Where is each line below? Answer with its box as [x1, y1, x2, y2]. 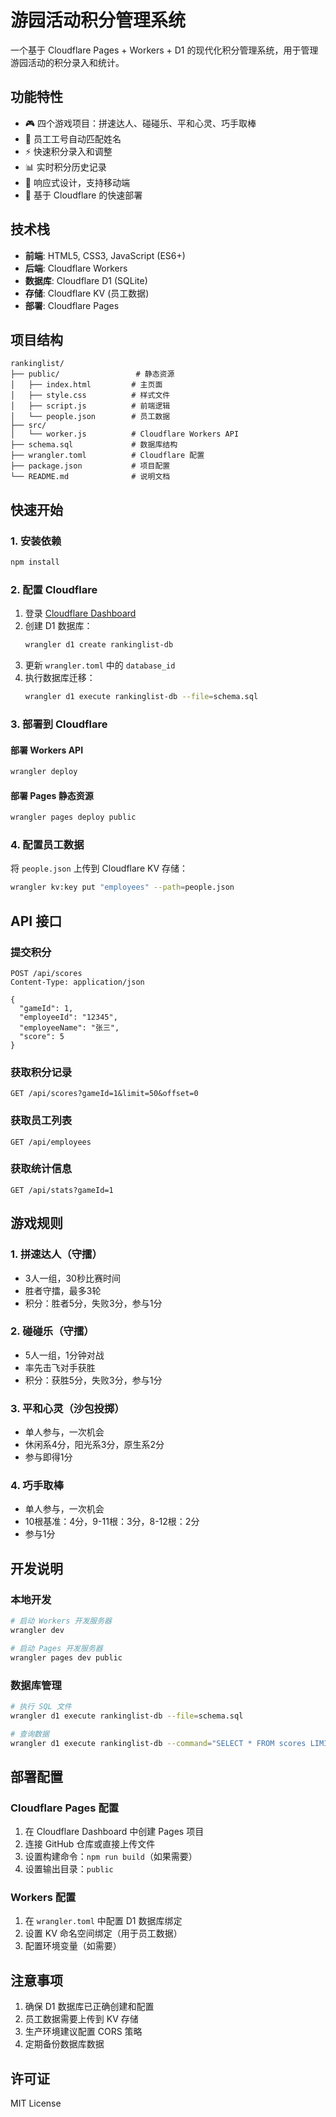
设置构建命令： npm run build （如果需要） [24, 1851, 198, 1863]
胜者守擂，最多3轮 [24, 1284, 102, 1296]
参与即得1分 [24, 1451, 73, 1463]
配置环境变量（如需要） [24, 1940, 122, 1952]
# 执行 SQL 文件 [10, 1701, 72, 1711]
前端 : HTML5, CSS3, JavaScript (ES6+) [24, 249, 186, 261]
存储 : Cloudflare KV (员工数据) [24, 287, 150, 299]
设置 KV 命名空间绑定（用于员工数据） [24, 1927, 183, 1940]
